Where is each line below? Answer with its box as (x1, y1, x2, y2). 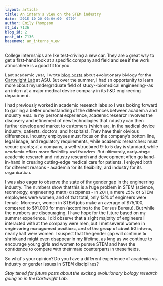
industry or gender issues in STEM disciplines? (5, 261, 99, 267)
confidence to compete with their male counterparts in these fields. (5, 246, 140, 252)
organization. (5, 169, 32, 175)
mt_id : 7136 (5, 25, 29, 30)
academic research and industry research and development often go (5, 154, 143, 160)
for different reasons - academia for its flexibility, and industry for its (5, 164, 142, 170)
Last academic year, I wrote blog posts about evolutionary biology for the (5, 72, 152, 78)
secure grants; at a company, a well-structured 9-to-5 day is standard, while (5, 143, 158, 149)
